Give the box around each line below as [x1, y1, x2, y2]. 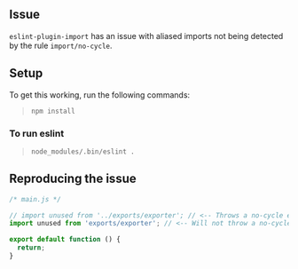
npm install [30, 107, 75, 115]
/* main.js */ [9, 194, 62, 203]
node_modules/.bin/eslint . [30, 146, 135, 156]
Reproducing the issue [9, 171, 137, 186]
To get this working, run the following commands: [9, 89, 191, 100]
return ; [17, 243, 46, 252]
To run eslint [9, 127, 65, 139]
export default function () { [9, 235, 122, 244]
